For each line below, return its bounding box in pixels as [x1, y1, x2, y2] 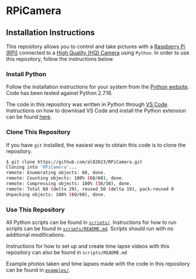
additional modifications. [6, 232, 66, 239]
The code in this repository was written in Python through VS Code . [6, 101, 169, 108]
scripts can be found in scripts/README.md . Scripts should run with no [6, 225, 174, 232]
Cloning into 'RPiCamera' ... [6, 164, 77, 171]
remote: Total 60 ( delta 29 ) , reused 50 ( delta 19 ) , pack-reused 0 [6, 186, 174, 192]
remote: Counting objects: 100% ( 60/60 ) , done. [6, 175, 125, 181]
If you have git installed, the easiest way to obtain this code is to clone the [6, 141, 186, 148]
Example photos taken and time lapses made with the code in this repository [6, 260, 190, 267]
